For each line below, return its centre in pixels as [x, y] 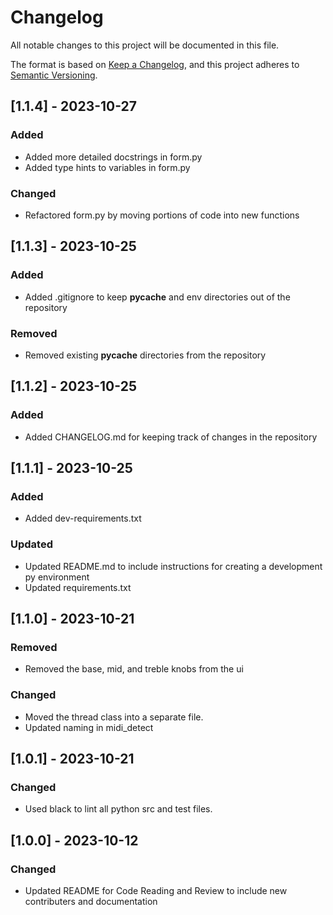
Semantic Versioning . [54, 75]
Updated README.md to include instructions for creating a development [173, 566]
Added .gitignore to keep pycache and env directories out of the [157, 297]
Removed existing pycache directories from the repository [145, 355]
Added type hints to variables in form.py [107, 167]
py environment [57, 577]
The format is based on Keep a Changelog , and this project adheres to [155, 64]
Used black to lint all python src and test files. [118, 809]
